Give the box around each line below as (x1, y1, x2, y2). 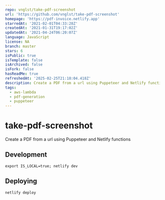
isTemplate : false (5, 58, 43, 63)
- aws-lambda (9, 90, 36, 95)
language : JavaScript (5, 35, 50, 40)
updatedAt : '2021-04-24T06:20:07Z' (5, 30, 78, 35)
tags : (5, 85, 16, 90)
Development (5, 151, 48, 159)
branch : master (5, 44, 36, 49)
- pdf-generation (9, 94, 45, 99)
